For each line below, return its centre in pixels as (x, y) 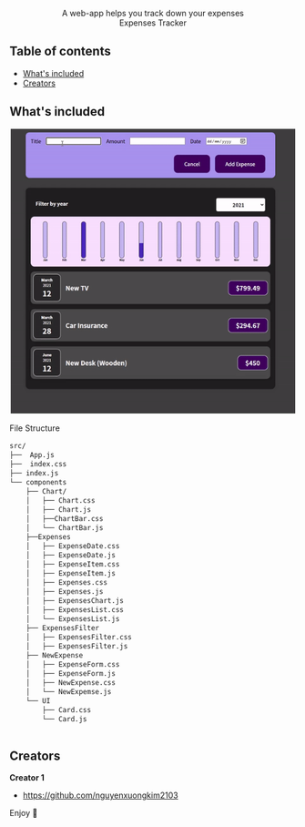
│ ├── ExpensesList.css (75, 609)
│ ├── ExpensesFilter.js (77, 646)
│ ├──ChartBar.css (65, 518)
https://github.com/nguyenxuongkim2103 (101, 795)
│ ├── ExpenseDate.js (71, 555)
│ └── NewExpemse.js (69, 691)
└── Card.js (65, 719)
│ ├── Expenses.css (66, 582)
